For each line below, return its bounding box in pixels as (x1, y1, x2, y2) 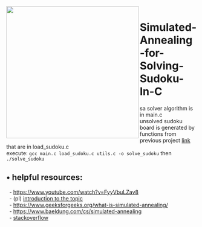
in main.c (140, 111, 163, 118)
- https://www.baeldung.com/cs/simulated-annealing (8, 208, 142, 215)
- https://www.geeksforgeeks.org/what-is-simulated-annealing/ (8, 201, 168, 208)
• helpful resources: (6, 172, 83, 183)
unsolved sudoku (140, 117, 183, 124)
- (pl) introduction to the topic (8, 194, 83, 202)
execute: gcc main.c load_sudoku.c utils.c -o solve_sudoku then (6, 149, 172, 156)
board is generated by (140, 124, 195, 131)
